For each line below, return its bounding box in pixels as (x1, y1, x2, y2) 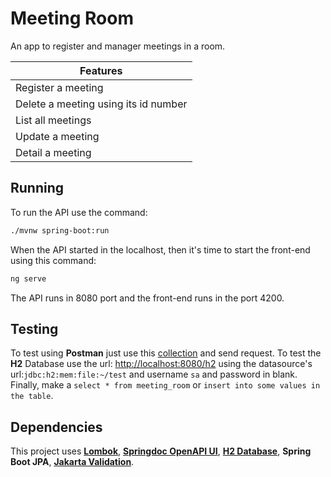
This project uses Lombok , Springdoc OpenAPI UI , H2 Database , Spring (10, 445, 312, 457)
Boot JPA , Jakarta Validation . (10, 456, 135, 468)
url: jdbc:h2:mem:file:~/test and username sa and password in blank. (10, 368, 298, 381)
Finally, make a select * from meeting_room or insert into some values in (10, 379, 321, 391)
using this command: (10, 254, 97, 266)
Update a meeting (15, 129, 100, 143)
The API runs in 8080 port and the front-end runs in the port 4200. (10, 292, 285, 304)
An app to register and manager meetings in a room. (10, 40, 226, 52)
